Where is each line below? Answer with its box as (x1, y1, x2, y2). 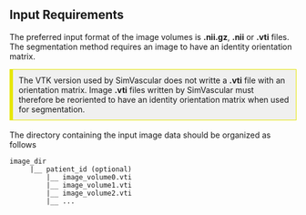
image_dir (9, 157, 47, 166)
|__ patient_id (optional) (29, 164, 132, 174)
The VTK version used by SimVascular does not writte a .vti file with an (18, 75, 286, 86)
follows (9, 138, 36, 149)
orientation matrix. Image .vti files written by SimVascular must (18, 84, 255, 95)
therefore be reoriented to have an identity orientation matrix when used (18, 94, 290, 105)
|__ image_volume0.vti (46, 172, 132, 181)
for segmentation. (18, 104, 86, 115)
